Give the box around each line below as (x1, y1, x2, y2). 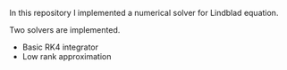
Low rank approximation (21, 51, 112, 61)
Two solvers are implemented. (9, 25, 121, 35)
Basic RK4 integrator (21, 42, 99, 52)
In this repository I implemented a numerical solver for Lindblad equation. (9, 8, 279, 18)
